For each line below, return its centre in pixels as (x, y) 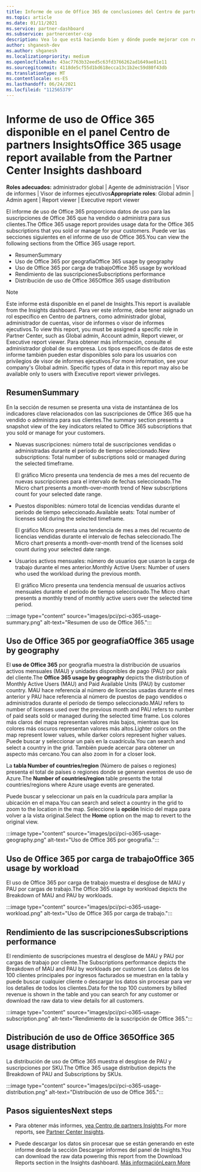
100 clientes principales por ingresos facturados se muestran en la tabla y (97, 975)
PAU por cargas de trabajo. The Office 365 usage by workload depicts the (97, 889)
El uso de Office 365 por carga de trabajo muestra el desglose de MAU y (96, 883)
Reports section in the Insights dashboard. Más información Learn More (103, 1162)
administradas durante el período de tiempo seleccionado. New (92, 450)
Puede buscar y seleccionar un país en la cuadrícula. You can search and (96, 741)
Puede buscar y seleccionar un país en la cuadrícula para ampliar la (90, 797)
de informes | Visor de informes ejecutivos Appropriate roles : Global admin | (100, 193)
